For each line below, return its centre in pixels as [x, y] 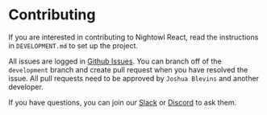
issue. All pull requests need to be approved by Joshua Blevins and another [134, 78]
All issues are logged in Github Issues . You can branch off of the [115, 61]
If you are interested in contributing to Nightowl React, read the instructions [133, 37]
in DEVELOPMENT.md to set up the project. [73, 45]
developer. [26, 87]
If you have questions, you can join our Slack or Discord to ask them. [123, 102]
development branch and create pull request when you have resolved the [128, 69]
